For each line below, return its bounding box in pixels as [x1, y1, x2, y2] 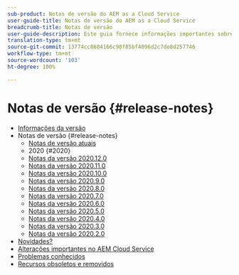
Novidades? [17, 237, 53, 245]
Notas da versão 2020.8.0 [28, 184, 105, 193]
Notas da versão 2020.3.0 [28, 222, 105, 230]
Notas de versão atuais [28, 139, 97, 147]
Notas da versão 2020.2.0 [28, 229, 105, 238]
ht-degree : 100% [7, 63, 55, 70]
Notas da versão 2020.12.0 [28, 153, 107, 162]
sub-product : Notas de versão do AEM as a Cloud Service [7, 10, 180, 18]
